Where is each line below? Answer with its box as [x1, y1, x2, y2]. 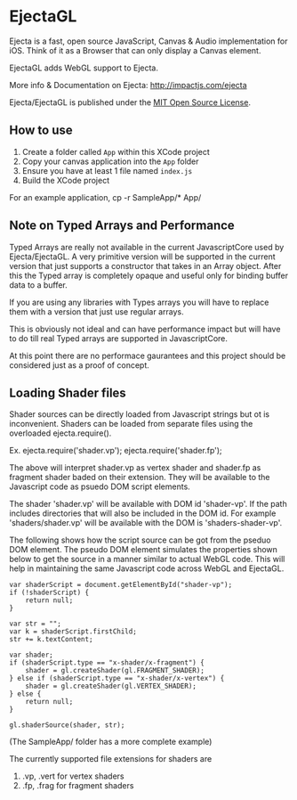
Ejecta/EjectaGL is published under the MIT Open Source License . [9, 96, 252, 108]
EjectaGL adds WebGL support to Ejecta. [9, 62, 158, 73]
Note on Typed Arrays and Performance [9, 218, 236, 233]
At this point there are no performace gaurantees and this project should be [9, 350, 286, 361]
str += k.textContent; [9, 635, 93, 644]
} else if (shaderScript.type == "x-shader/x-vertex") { [9, 674, 225, 683]
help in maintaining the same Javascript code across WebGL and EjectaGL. [9, 563, 285, 574]
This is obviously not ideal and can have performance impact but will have [9, 323, 281, 334]
